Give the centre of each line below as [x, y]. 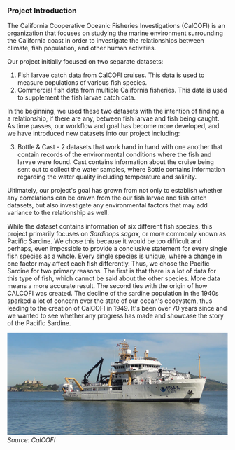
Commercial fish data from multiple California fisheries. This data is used [122, 90]
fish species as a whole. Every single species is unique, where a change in [115, 256]
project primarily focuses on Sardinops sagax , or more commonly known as [116, 234]
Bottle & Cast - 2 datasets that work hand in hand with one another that [120, 147]
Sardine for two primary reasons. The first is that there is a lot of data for [112, 271]
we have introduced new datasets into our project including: [94, 134]
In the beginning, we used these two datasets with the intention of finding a [116, 111]
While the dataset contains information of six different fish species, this [110, 226]
